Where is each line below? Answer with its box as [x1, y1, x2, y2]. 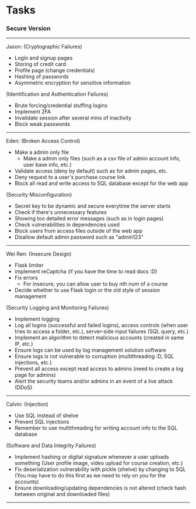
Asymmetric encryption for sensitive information [14, 80, 131, 87]
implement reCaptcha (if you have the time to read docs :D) [14, 268, 157, 275]
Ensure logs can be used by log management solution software [14, 346, 166, 354]
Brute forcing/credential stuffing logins [14, 102, 108, 109]
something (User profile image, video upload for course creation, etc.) [14, 460, 183, 467]
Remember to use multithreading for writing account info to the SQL [14, 425, 178, 432]
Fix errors [14, 274, 38, 281]
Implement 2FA [14, 108, 51, 115]
